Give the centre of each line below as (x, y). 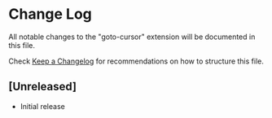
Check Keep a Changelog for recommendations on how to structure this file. (136, 61)
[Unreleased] (43, 87)
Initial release (42, 106)
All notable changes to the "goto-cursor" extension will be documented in (132, 37)
